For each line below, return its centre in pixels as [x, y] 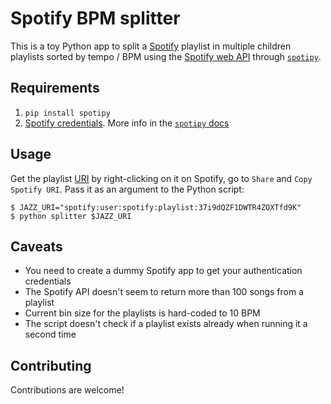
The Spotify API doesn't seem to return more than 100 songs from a [164, 292]
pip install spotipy [67, 113]
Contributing [51, 365]
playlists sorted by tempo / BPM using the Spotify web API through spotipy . [166, 56]
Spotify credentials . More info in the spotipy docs [127, 123]
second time [50, 334]
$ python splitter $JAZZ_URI [71, 216]
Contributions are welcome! [67, 390]
